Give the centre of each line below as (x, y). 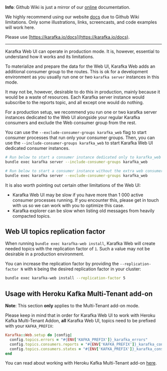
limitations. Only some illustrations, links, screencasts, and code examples (81, 22)
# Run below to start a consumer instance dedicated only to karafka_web (83, 157)
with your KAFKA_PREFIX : (29, 326)
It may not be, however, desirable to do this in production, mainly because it (83, 92)
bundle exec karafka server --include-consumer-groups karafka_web (77, 162)
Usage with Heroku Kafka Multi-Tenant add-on (79, 294)
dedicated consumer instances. (38, 148)
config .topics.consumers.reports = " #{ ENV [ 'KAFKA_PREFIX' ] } (73, 344)
